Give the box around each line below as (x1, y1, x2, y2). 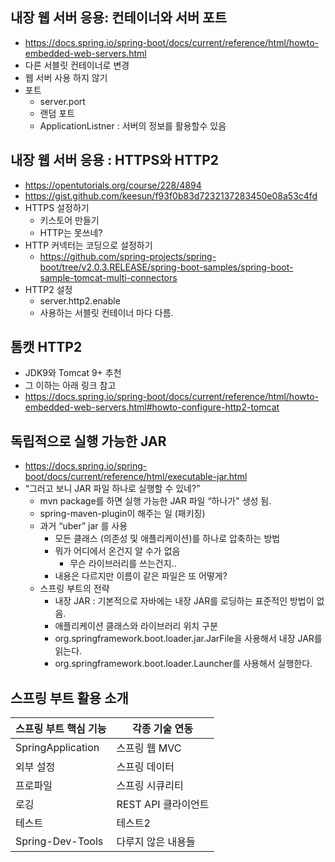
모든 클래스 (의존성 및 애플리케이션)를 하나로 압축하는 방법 (54, 533, 281, 545)
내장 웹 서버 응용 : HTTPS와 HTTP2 (10, 152, 220, 169)
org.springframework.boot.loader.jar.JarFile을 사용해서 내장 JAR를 (54, 633, 323, 645)
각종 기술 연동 (132, 722, 193, 736)
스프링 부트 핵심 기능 (15, 722, 107, 736)
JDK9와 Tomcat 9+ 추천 (24, 367, 122, 379)
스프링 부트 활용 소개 (10, 689, 129, 707)
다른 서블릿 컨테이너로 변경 (24, 59, 130, 71)
